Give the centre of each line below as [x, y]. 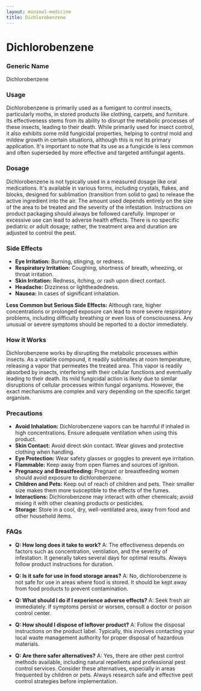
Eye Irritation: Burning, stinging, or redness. [70, 261]
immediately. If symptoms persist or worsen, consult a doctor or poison [103, 607]
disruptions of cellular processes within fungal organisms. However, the [95, 385]
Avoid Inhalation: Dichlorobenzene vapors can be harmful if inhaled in [102, 427]
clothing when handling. [45, 452]
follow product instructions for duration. [64, 564]
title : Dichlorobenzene [36, 17]
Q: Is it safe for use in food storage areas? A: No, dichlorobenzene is [101, 575]
